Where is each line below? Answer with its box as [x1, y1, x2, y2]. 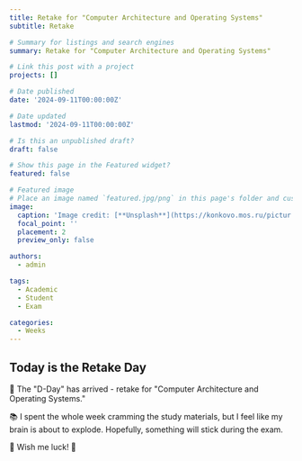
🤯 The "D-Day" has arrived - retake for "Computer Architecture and [9, 384, 259, 394]
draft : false [9, 145, 58, 154]
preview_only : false [17, 236, 94, 245]
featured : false [9, 169, 70, 178]
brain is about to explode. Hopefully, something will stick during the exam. [9, 424, 283, 435]
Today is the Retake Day [9, 359, 147, 375]
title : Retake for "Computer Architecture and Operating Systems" [9, 13, 263, 23]
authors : [9, 252, 42, 261]
